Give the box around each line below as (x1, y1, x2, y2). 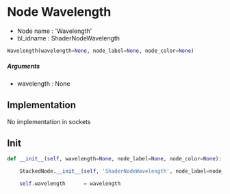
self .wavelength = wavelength (19, 180, 121, 187)
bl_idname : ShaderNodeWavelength (16, 34, 120, 42)
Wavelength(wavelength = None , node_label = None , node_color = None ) (7, 47, 194, 54)
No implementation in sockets (7, 117, 91, 125)
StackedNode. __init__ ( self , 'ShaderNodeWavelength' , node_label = (19, 168, 210, 175)
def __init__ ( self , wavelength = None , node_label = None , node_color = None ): (7, 156, 222, 162)
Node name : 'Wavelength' (16, 27, 92, 35)
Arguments (7, 62, 40, 71)
